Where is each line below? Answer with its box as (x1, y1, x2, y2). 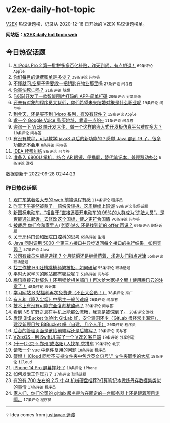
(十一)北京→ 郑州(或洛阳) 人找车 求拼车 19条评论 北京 (13, 341, 120, 347)
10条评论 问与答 (13, 130, 42, 135)
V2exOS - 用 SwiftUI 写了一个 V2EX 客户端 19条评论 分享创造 (13, 334, 135, 340)
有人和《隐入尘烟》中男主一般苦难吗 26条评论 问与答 (13, 296, 118, 302)
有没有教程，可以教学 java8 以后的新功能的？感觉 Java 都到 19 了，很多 (13, 135, 161, 141)
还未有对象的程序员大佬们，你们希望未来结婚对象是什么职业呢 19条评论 (13, 99, 158, 105)
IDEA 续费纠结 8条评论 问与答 (13, 148, 70, 154)
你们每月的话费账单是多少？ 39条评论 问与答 (13, 74, 100, 80)
